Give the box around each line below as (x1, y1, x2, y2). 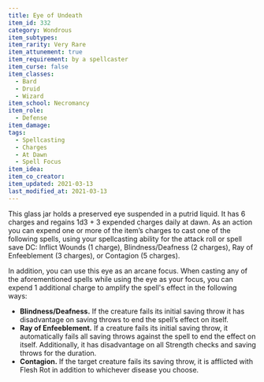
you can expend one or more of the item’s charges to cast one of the (8, 225, 231, 235)
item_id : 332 (8, 19, 51, 27)
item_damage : (8, 121, 51, 129)
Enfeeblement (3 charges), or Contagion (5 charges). (8, 250, 180, 260)
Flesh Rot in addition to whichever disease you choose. (19, 365, 199, 374)
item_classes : (8, 70, 55, 78)
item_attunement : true (8, 48, 83, 56)
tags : (8, 128, 26, 136)
